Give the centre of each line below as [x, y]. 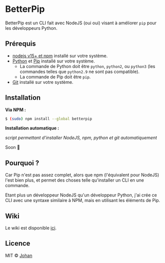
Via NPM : [16, 110]
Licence [18, 243]
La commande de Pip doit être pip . [55, 77]
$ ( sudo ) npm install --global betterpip [49, 119]
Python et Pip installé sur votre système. [54, 61]
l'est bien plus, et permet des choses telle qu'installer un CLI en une [75, 180]
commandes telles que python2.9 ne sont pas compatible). [80, 71]
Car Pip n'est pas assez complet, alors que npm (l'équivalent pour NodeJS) [82, 175]
